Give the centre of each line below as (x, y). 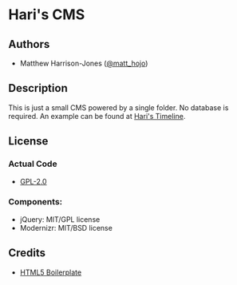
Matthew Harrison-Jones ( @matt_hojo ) (84, 63)
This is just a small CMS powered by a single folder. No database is (118, 107)
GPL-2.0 (33, 181)
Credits (27, 253)
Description (38, 88)
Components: (36, 202)
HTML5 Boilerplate (51, 272)
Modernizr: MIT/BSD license (66, 228)
